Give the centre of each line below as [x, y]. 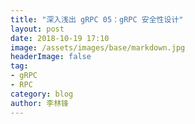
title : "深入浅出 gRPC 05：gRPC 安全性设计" [97, 19]
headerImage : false [51, 57]
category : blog [42, 94]
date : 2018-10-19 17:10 [60, 38]
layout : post [37, 29]
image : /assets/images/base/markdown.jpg [98, 47]
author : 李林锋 [39, 103]
